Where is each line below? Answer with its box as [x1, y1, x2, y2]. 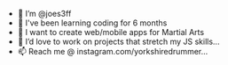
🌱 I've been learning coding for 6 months [17, 18, 168, 28]
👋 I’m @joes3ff [17, 9, 72, 18]
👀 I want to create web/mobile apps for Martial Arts [17, 27, 205, 37]
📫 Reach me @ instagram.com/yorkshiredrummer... [17, 47, 208, 56]
